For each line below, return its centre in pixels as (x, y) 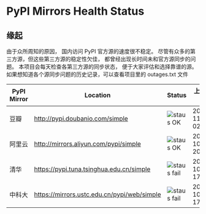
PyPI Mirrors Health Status (75, 11)
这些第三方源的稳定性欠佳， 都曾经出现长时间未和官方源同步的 (112, 59)
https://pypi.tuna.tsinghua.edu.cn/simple (92, 169)
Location (97, 95)
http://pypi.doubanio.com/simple (81, 119)
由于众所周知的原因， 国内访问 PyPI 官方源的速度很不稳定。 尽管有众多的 (98, 51)
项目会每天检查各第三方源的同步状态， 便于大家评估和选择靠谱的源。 (110, 67)
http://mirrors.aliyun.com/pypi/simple (87, 144)
